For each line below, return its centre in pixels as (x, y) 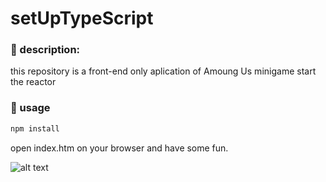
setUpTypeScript (82, 18)
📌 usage (30, 108)
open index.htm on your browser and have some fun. (119, 148)
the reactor (33, 82)
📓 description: (45, 50)
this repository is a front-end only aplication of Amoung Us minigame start (163, 71)
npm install (35, 128)
